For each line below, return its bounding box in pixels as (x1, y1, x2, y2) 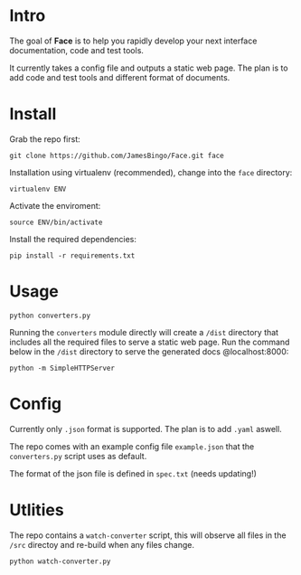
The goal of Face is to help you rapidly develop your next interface (9, 35, 258, 46)
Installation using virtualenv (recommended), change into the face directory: (9, 166, 293, 177)
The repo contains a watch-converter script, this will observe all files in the (9, 530, 287, 541)
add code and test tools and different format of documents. (9, 71, 230, 82)
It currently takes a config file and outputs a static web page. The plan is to (9, 62, 288, 73)
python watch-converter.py (9, 557, 111, 566)
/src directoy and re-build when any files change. (9, 539, 195, 550)
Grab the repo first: (9, 133, 80, 145)
